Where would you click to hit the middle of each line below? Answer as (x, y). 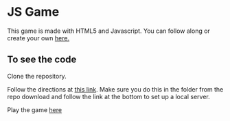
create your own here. (38, 38)
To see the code (42, 60)
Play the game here (35, 109)
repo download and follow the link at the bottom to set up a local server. (109, 96)
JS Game (33, 12)
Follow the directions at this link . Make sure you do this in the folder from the (115, 89)
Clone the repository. (37, 76)
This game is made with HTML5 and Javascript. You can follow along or (109, 31)
